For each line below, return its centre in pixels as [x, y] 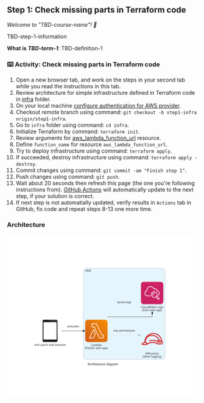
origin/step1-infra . [41, 119]
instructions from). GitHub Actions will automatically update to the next [104, 190]
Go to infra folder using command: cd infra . [72, 125]
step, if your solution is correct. [55, 196]
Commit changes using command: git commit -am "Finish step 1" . [101, 170]
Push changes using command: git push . [68, 177]
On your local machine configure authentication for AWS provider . [98, 106]
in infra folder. [33, 99]
